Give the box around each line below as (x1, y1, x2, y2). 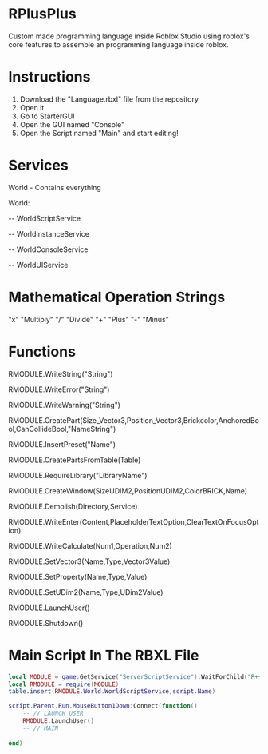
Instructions (8, 68, 91, 86)
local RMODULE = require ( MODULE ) (8, 680, 120, 688)
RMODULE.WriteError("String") (8, 385, 110, 394)
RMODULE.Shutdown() (8, 618, 84, 628)
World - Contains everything (8, 182, 101, 192)
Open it (19, 102, 45, 112)
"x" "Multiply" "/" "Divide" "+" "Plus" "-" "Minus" (8, 314, 169, 324)
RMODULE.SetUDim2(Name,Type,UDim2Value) (8, 587, 164, 596)
